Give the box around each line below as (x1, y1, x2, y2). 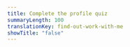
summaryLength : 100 (7, 17, 64, 23)
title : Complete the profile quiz (7, 10, 108, 17)
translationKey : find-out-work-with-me (7, 23, 124, 30)
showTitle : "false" (7, 29, 64, 37)
